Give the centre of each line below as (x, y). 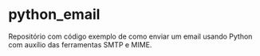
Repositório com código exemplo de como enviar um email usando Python (130, 36)
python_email (54, 15)
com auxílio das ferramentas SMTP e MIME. (80, 44)
